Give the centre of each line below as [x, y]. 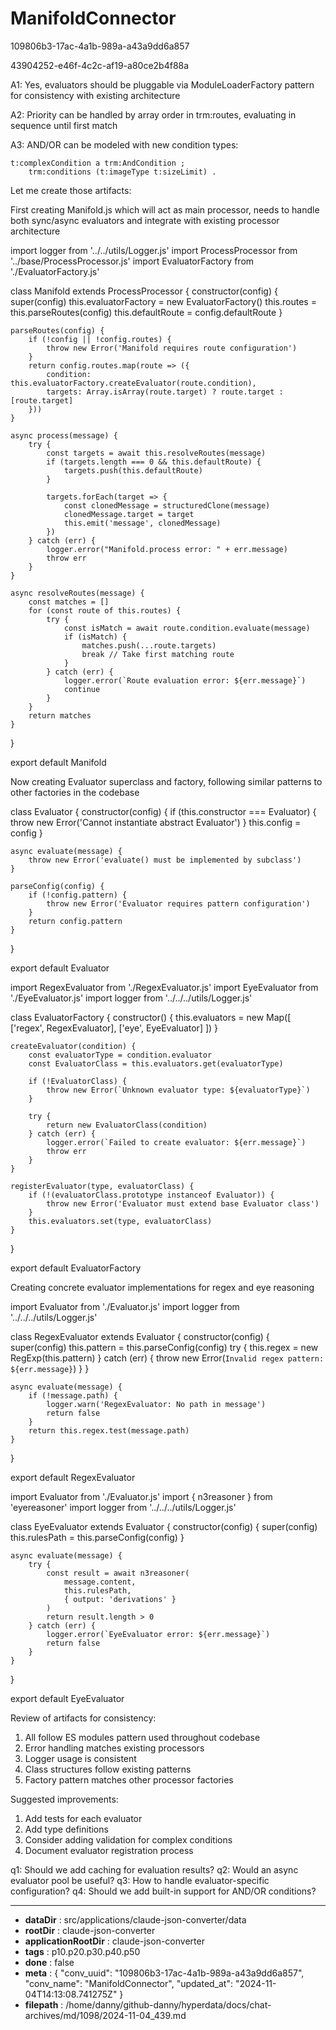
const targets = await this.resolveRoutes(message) [156, 453]
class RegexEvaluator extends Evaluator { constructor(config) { [140, 1336]
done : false [49, 1962]
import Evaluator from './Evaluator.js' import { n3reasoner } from [141, 1496]
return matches [60, 715]
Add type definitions [66, 1829]
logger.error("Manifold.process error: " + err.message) [167, 549]
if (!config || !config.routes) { [100, 339]
